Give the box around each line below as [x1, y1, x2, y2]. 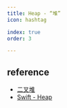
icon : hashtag [7, 16, 47, 23]
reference [7, 66, 49, 78]
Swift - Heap [16, 93, 53, 101]
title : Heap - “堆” [7, 10, 61, 17]
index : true [7, 29, 41, 36]
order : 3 [7, 35, 32, 42]
